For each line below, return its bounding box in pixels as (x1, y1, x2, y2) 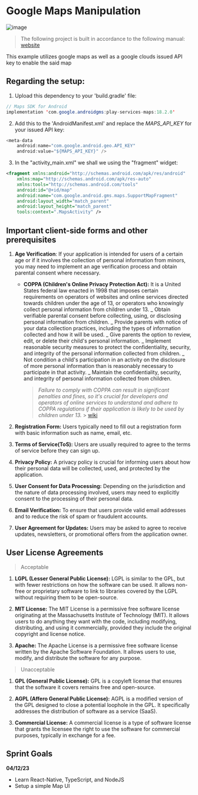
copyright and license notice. (14, 630, 85, 637)
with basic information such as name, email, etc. (14, 429, 133, 436)
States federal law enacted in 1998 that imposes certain (23, 287, 159, 294)
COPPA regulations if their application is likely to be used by (38, 405, 184, 412)
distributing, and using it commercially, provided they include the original (14, 624, 192, 631)
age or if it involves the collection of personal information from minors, (14, 256, 186, 264)
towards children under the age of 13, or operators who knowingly (23, 299, 184, 306)
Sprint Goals (6, 749, 53, 759)
